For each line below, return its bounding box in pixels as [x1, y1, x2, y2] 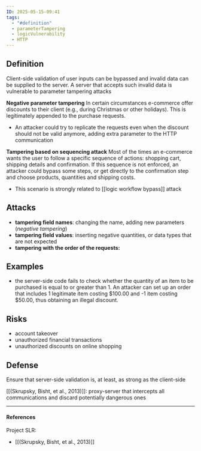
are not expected [14, 238, 57, 245]
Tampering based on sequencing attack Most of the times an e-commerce [6, 148, 193, 155]
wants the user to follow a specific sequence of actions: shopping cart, [6, 154, 181, 162]
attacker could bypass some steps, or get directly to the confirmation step [6, 167, 189, 174]
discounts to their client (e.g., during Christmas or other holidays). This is [6, 106, 187, 113]
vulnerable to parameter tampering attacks [6, 88, 112, 95]
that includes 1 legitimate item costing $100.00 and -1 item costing [14, 290, 178, 297]
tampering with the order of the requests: [14, 244, 121, 251]
